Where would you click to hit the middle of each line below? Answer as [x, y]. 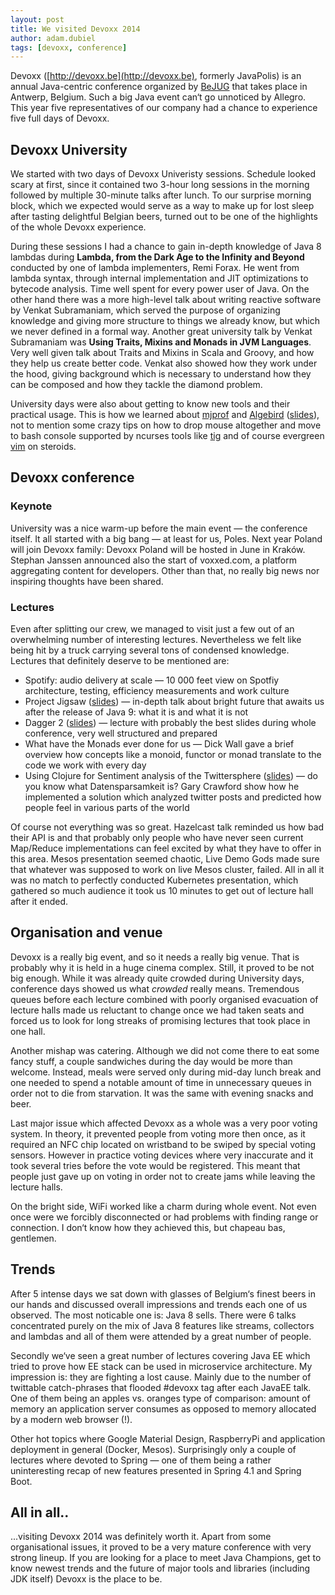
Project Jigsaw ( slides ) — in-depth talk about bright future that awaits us [174, 702]
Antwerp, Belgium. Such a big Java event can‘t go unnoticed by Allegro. [158, 97]
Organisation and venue [86, 932]
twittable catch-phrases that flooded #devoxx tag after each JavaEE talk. [161, 1387]
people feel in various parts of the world [107, 808]
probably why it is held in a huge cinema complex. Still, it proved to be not [162, 967]
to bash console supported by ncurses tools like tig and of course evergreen [167, 436]
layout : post [37, 19]
